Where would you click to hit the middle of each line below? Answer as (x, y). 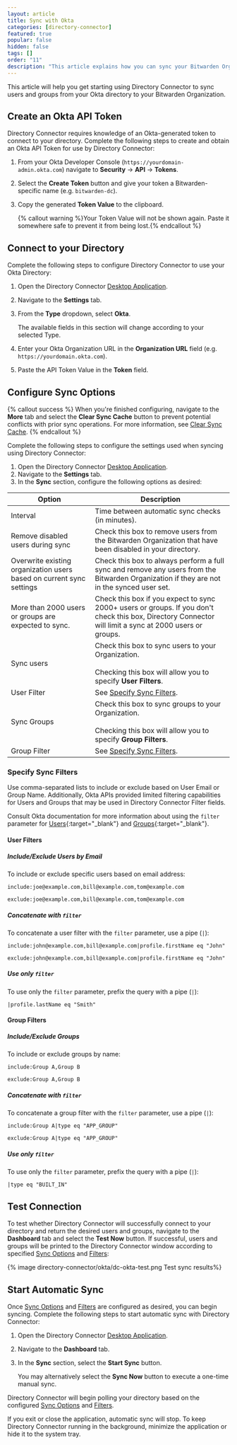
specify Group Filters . (131, 739)
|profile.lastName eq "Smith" (52, 1004)
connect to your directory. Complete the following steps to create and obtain (119, 141)
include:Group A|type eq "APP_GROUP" (63, 1126)
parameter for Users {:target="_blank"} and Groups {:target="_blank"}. (108, 824)
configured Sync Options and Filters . (61, 1405)
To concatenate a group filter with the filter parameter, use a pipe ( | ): (110, 1113)
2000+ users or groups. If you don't (154, 608)
